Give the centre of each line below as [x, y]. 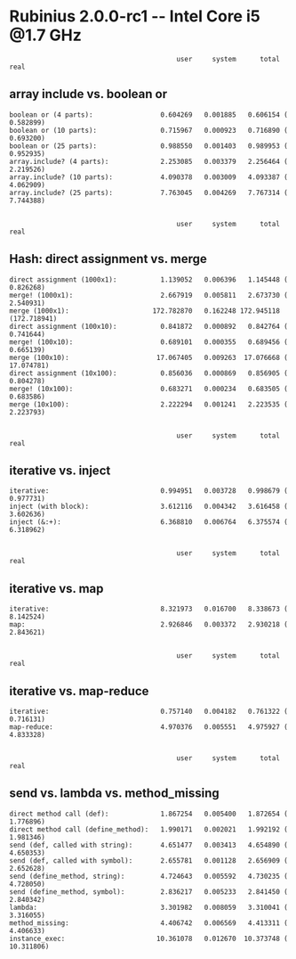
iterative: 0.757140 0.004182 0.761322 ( [149, 711]
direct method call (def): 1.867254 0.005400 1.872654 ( [149, 814]
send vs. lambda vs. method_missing [114, 794]
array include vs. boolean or [88, 94]
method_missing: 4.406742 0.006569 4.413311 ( [149, 923]
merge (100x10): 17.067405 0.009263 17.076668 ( [149, 357]
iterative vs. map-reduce [79, 691]
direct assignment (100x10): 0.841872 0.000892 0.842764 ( [149, 326]
